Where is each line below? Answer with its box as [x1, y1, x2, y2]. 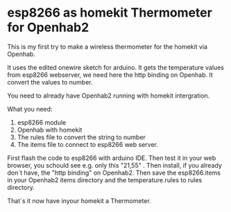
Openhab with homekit [17, 125, 83, 134]
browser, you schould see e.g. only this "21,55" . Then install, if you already [7, 161, 222, 169]
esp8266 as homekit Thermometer [7, 5, 213, 21]
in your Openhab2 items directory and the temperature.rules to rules [7, 175, 203, 184]
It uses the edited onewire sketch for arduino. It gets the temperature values [7, 63, 224, 71]
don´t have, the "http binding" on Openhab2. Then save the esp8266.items [7, 168, 221, 177]
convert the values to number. [7, 78, 93, 86]
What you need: [7, 105, 53, 113]
